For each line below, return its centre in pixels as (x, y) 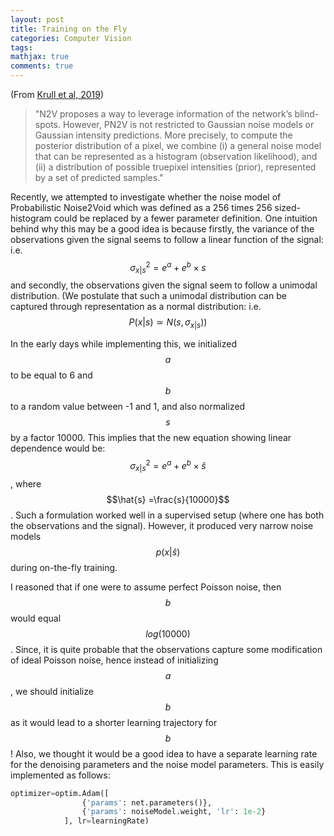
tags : (21, 47)
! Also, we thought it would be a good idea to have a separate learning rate (164, 753)
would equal (36, 618)
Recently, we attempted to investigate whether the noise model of (146, 197)
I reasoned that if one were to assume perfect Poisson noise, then (146, 587)
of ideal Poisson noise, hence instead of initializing (114, 660)
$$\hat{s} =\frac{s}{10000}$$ (168, 499)
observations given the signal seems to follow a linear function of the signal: (167, 239)
